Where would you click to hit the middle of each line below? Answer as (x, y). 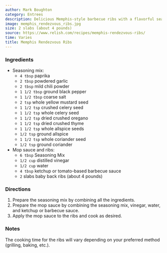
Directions (18, 189)
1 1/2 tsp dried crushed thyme (52, 124)
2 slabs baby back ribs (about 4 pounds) (61, 176)
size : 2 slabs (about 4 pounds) (39, 28)
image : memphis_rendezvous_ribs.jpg (43, 24)
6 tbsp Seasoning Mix (42, 155)
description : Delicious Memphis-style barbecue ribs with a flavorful (80, 19)
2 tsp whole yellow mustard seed (54, 102)
